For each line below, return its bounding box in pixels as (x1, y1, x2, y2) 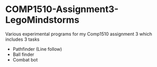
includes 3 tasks (5, 36, 40, 42)
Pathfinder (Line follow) (12, 46, 62, 52)
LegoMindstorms (5, 14, 80, 26)
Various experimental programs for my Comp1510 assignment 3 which (5, 31, 152, 37)
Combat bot (12, 56, 38, 62)
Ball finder (12, 51, 35, 57)
